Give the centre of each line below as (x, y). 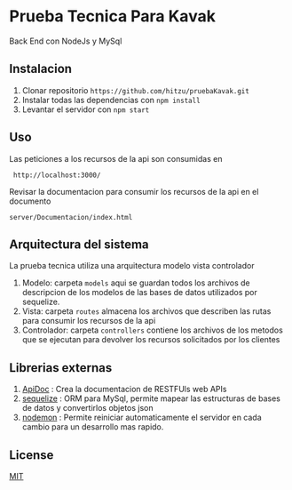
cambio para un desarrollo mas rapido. (93, 427)
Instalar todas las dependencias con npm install (111, 100)
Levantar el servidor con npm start (86, 109)
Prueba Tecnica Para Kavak (112, 16)
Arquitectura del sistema (79, 244)
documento (30, 201)
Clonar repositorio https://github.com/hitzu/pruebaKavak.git (136, 90)
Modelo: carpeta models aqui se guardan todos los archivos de (136, 283)
